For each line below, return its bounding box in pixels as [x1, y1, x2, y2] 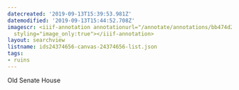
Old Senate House [7, 76, 61, 84]
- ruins [7, 57, 31, 64]
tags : [7, 50, 23, 57]
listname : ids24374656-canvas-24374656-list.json [7, 43, 158, 50]
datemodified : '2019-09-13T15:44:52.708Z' [7, 17, 135, 24]
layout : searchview [7, 37, 65, 44]
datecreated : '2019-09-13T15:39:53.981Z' [7, 10, 132, 18]
